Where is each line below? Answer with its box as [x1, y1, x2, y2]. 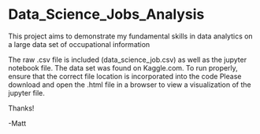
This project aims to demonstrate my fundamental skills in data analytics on [8, 31, 254, 41]
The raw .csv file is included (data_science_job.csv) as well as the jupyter [8, 55, 247, 64]
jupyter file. [8, 88, 46, 97]
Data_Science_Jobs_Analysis [8, 5, 205, 24]
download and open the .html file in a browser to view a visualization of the [8, 80, 251, 89]
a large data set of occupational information [8, 39, 150, 49]
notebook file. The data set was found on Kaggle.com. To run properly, [8, 63, 238, 72]
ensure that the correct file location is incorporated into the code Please [8, 71, 242, 81]
